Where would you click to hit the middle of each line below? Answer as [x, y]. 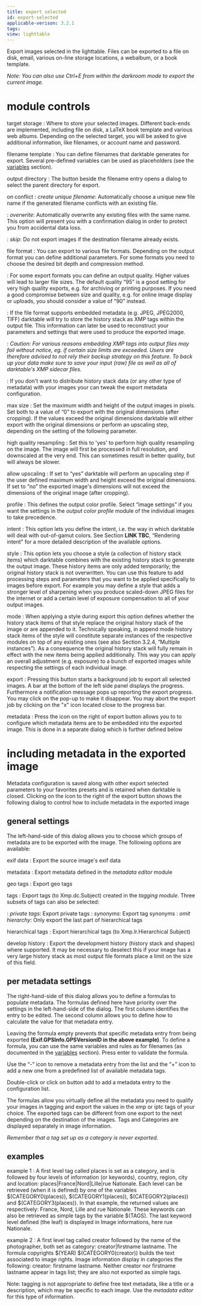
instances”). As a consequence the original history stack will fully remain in [100, 648]
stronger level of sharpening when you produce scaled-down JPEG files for [100, 592]
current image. [25, 83]
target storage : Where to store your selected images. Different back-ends [99, 124]
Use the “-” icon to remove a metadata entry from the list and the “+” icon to [101, 1064]
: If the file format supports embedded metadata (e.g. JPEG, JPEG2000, [96, 313]
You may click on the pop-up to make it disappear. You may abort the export [101, 699]
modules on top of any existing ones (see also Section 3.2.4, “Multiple [93, 642]
